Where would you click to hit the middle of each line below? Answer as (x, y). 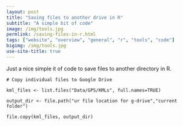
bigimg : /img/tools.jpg (36, 46)
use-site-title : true (34, 51)
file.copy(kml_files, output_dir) (50, 117)
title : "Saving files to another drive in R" (65, 18)
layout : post (23, 12)
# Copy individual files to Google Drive (59, 79)
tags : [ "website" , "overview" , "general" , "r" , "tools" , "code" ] (91, 40)
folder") (17, 106)
